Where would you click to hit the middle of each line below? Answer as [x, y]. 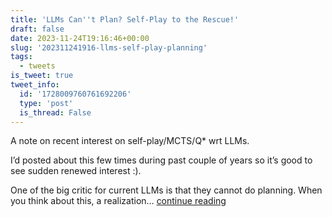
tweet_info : [35, 85]
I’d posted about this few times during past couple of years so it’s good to [161, 160]
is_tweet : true [42, 76]
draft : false [37, 29]
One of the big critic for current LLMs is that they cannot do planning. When [166, 190]
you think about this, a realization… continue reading [118, 201]
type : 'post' [46, 103]
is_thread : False [55, 112]
